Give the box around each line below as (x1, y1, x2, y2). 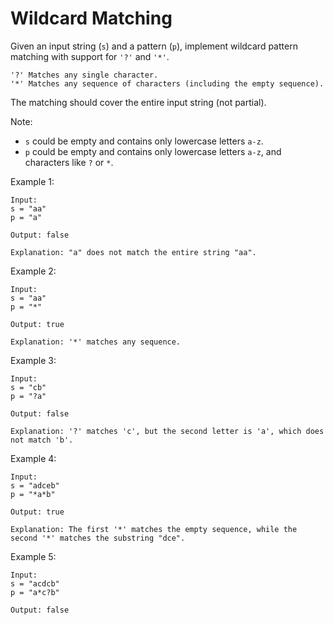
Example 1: (10, 175, 55, 187)
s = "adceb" (10, 480, 60, 491)
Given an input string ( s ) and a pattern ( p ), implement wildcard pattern (10, 40, 298, 52)
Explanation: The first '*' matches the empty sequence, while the (10, 524, 298, 534)
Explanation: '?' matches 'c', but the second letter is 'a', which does (10, 426, 325, 436)
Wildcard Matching (10, 7, 173, 30)
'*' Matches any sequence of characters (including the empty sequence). (10, 78, 325, 89)
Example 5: (10, 550, 57, 562)
